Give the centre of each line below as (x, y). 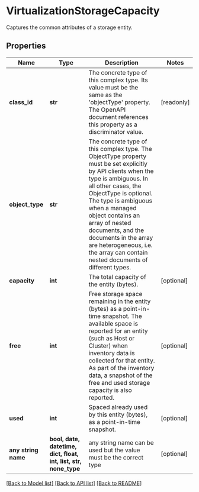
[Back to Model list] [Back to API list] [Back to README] (74, 483)
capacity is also (110, 390)
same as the (105, 95)
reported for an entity (118, 331)
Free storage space (115, 294)
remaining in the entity (120, 301)
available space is (113, 323)
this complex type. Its (118, 80)
